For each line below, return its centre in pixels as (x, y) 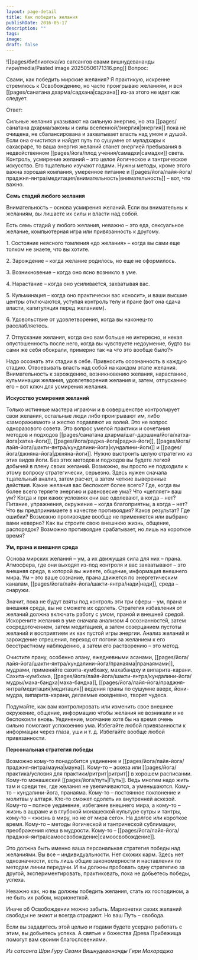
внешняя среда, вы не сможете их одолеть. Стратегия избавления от (94, 608)
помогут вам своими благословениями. (57, 939)
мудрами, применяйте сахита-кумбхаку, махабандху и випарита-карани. (99, 670)
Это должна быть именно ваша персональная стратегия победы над (93, 848)
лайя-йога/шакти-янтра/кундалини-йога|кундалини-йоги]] (81, 447)
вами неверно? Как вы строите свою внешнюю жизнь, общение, (88, 523)
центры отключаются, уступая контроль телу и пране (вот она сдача (93, 301)
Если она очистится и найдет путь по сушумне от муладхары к (86, 140)
